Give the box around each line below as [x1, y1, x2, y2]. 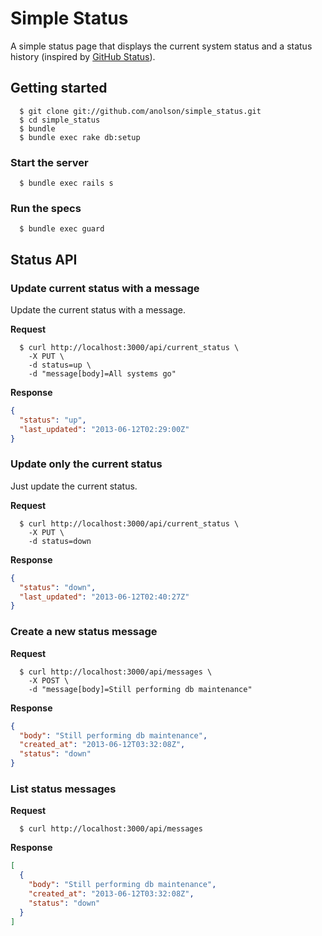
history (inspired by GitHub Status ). [10, 50, 156, 62]
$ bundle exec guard [19, 224, 105, 234]
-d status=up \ [28, 360, 92, 371]
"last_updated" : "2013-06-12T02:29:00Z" [19, 424, 190, 434]
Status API [10, 251, 78, 268]
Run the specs [10, 201, 82, 215]
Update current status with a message [10, 281, 200, 295]
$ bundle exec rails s [19, 178, 114, 189]
